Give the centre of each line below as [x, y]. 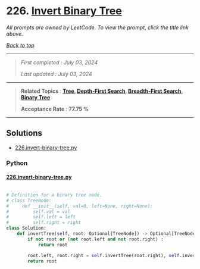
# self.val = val [38, 212]
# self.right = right [44, 223]
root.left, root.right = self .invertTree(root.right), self [104, 255]
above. [15, 33]
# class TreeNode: [29, 201]
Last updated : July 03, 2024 [56, 74]
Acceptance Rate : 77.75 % [55, 109]
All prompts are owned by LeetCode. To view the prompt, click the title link [98, 27]
